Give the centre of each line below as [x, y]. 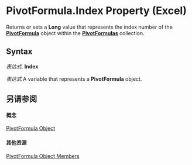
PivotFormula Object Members [43, 156]
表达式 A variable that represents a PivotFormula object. [74, 79]
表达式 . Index [22, 66]
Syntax [19, 52]
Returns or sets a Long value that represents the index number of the [89, 27]
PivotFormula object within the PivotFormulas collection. [75, 33]
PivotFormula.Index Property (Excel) [97, 11]
